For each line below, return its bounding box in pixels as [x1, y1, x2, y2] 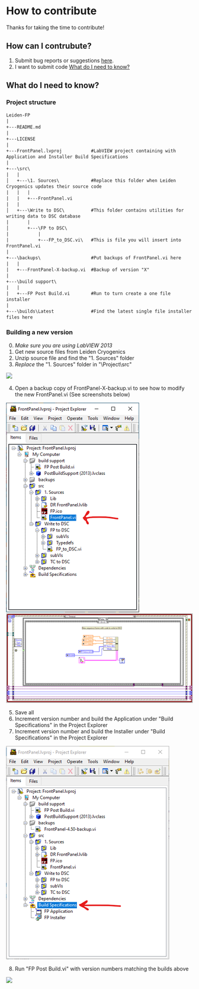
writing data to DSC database [6, 213, 81, 219]
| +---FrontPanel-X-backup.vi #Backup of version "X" [6, 267, 150, 273]
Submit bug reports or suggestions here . [14, 56, 114, 64]
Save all [14, 709, 34, 716]
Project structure [6, 98, 56, 106]
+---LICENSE [6, 136, 36, 142]
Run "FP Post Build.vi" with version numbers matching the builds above [14, 965, 189, 972]
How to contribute [6, 4, 97, 18]
